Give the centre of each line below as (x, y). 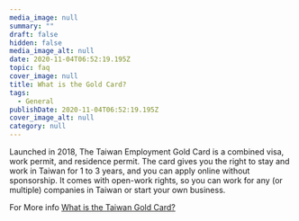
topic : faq (30, 68)
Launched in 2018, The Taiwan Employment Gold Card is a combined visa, (147, 152)
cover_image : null (44, 76)
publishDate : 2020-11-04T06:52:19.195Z (84, 110)
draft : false (34, 34)
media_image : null (44, 18)
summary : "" (32, 26)
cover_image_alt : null (52, 118)
